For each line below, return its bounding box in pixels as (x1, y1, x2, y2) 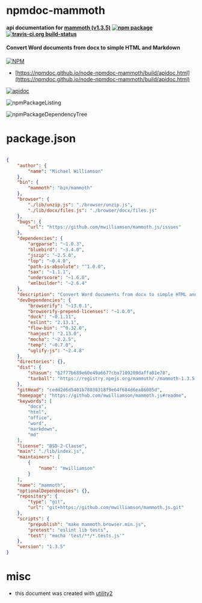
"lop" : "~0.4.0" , (28, 257, 71, 264)
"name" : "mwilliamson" (38, 466, 96, 472)
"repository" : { (17, 493, 58, 499)
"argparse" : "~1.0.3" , (28, 241, 85, 247)
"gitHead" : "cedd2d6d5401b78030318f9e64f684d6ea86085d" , (17, 387, 163, 393)
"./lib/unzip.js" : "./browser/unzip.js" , (28, 201, 133, 208)
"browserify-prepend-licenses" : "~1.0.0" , (28, 308, 136, 314)
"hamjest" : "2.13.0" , (28, 331, 82, 337)
